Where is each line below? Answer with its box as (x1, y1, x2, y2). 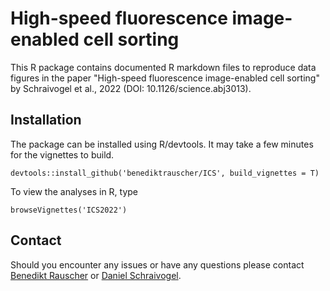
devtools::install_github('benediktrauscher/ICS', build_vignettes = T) (10, 168, 320, 178)
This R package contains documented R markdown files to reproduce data (10, 61, 317, 73)
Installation (10, 112, 82, 129)
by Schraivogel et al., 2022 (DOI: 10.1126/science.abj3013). (10, 82, 252, 94)
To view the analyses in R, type (10, 185, 139, 197)
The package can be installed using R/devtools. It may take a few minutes (10, 138, 314, 150)
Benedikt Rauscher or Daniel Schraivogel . (10, 269, 182, 281)
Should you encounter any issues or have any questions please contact (10, 258, 305, 271)
